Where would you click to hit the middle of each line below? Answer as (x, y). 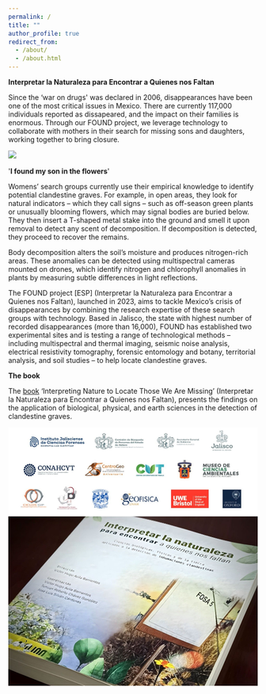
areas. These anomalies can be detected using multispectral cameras (122, 261)
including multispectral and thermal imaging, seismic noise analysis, (119, 343)
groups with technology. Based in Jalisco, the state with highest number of (130, 318)
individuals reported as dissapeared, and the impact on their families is (123, 114)
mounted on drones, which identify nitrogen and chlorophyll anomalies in (127, 269)
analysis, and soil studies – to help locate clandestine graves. (108, 360)
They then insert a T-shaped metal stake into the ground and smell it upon (129, 220)
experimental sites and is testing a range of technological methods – (120, 335)
